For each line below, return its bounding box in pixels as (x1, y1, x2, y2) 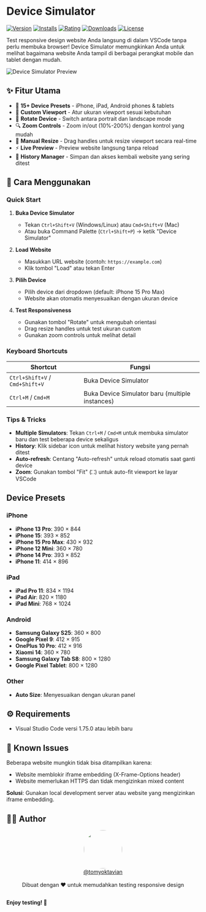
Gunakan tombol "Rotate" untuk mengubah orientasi (24, 319, 156, 326)
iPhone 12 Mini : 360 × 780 (15, 544, 83, 552)
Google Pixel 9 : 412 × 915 (15, 636, 80, 643)
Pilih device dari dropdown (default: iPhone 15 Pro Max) (24, 288, 165, 295)
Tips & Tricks (6, 415, 47, 424)
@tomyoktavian (83, 868, 123, 876)
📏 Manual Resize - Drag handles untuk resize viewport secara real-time (15, 137, 197, 145)
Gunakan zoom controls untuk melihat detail (24, 332, 136, 339)
